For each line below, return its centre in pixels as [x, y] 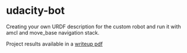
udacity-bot [36, 11]
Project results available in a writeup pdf [55, 44]
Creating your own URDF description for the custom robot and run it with [93, 26]
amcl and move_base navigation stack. [53, 32]
